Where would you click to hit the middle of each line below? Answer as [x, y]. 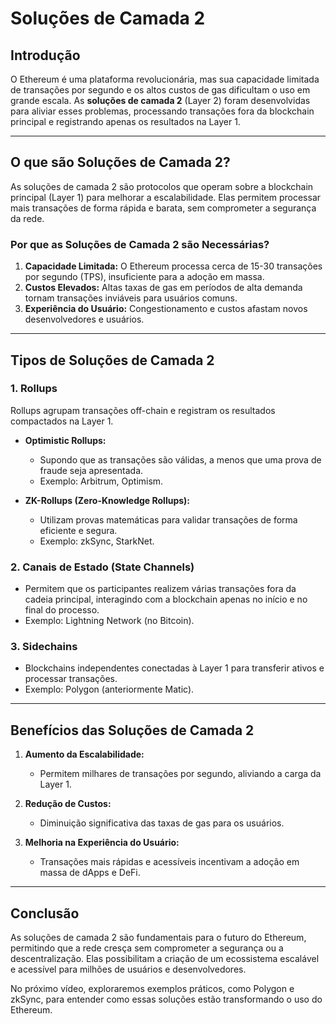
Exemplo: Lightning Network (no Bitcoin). [109, 621]
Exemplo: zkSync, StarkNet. [97, 541]
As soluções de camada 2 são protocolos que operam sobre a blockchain [162, 186]
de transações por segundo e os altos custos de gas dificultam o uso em [160, 90]
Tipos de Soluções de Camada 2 [112, 360]
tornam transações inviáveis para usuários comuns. [131, 298]
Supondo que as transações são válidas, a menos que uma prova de [180, 459]
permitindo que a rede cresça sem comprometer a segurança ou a [147, 948]
